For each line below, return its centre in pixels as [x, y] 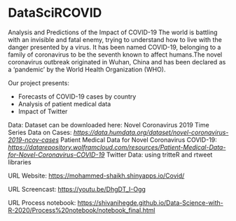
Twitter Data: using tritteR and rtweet [159, 155]
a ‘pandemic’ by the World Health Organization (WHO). [87, 69]
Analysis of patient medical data [64, 104]
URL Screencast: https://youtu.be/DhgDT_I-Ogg [77, 189]
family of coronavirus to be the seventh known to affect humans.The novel [115, 55]
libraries [20, 162]
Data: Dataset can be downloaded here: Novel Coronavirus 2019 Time [109, 124]
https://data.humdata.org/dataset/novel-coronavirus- [151, 132]
